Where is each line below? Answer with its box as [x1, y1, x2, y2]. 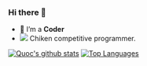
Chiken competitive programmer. [29, 34, 136, 43]
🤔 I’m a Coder [19, 25, 64, 34]
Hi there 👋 [8, 7, 47, 18]
